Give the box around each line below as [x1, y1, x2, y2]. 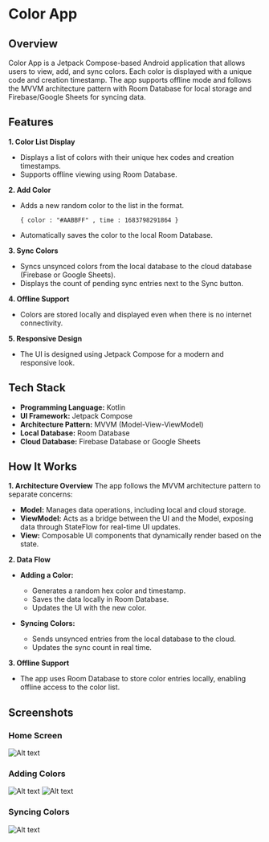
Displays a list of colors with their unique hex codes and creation [19, 152, 234, 161]
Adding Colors [8, 768, 66, 779]
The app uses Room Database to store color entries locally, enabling [19, 674, 247, 684]
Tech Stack [8, 381, 66, 394]
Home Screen [8, 730, 63, 741]
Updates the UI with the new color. [31, 603, 147, 613]
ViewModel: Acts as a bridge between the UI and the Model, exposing [19, 513, 254, 523]
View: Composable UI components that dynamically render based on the [19, 531, 262, 541]
